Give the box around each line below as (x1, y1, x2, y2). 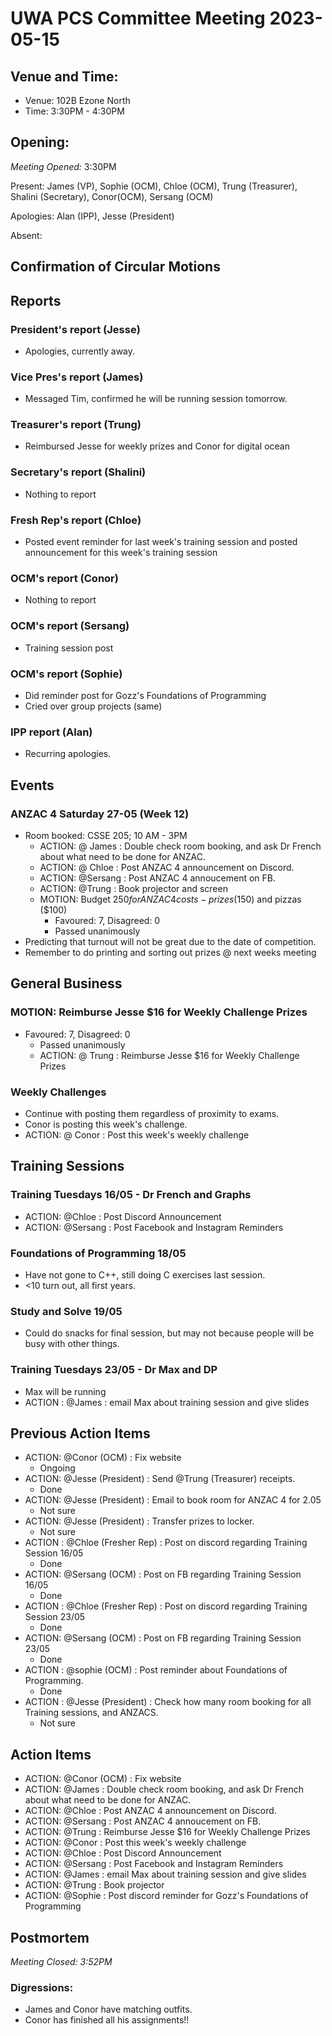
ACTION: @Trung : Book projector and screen (39, 882, 228, 894)
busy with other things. (24, 1338, 120, 1350)
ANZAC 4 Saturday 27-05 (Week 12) (10, 807, 190, 821)
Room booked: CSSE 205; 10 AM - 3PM (24, 829, 188, 841)
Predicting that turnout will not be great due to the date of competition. (24, 935, 317, 947)
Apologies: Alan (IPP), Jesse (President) (10, 210, 175, 222)
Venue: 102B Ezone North (24, 95, 131, 106)
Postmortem (10, 1929, 90, 1946)
